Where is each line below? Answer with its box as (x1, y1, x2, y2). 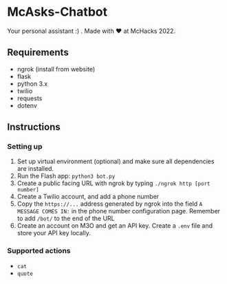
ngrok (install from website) (17, 64, 96, 73)
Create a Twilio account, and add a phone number (17, 193, 160, 201)
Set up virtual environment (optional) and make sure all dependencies (17, 157, 215, 165)
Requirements (7, 47, 69, 58)
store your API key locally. (17, 229, 91, 237)
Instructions (7, 121, 61, 133)
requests (17, 94, 43, 102)
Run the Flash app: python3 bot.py (17, 172, 116, 180)
